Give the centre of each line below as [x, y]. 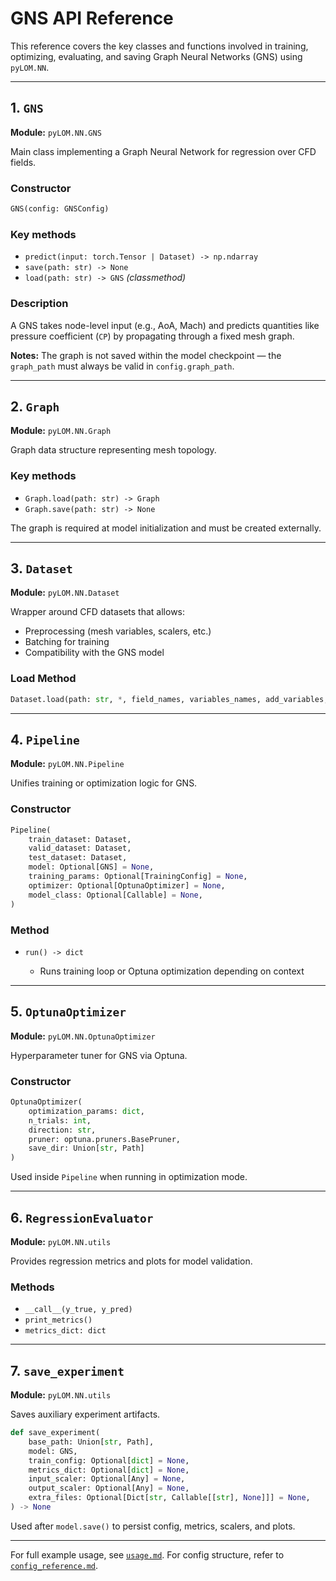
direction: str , [62, 1130]
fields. [23, 162]
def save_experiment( [55, 1433]
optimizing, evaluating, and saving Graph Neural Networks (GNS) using [156, 56]
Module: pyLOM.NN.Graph [61, 431]
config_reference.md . [54, 1565]
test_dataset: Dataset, [78, 858]
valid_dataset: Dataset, [80, 848]
